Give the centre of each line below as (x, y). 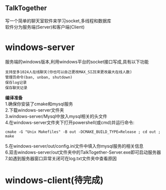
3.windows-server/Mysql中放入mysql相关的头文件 (56, 116)
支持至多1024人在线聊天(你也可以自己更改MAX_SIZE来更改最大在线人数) (69, 72)
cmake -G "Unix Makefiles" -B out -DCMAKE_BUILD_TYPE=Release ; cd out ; (83, 132)
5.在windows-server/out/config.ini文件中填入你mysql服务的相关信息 (74, 146)
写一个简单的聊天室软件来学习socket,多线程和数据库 (58, 21)
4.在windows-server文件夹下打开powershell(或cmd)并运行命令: (70, 122)
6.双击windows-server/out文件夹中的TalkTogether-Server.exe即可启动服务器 (83, 152)
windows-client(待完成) (54, 180)
